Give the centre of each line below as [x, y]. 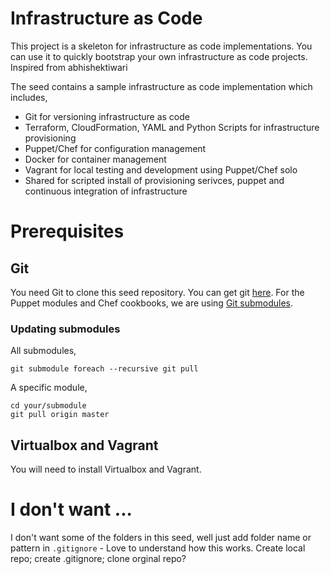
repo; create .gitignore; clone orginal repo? [98, 558]
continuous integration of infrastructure [106, 191]
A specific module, [49, 388]
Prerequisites [67, 231]
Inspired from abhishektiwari [69, 67]
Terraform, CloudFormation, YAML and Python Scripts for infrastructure [172, 127]
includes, [29, 97]
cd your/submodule [48, 406]
